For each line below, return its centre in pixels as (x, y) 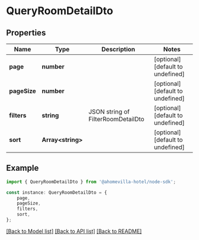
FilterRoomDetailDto (116, 119)
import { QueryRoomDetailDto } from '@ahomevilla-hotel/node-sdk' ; (91, 181)
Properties (26, 33)
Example (23, 168)
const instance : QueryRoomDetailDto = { (57, 192)
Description (118, 49)
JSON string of (109, 112)
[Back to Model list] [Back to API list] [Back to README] (74, 231)
